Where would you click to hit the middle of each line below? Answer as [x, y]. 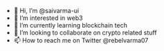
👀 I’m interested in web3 [48, 18]
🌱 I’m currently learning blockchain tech [71, 25]
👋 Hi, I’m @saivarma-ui [46, 11]
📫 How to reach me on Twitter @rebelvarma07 [81, 40]
